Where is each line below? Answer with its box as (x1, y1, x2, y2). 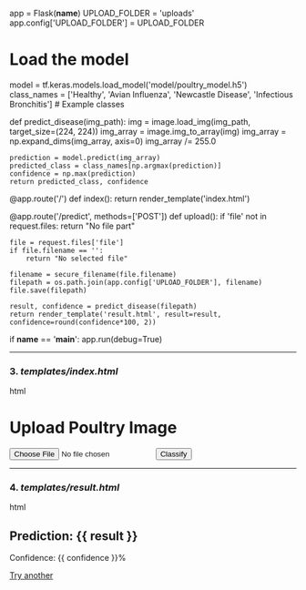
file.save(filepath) (9, 286, 88, 295)
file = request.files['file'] (9, 238, 125, 247)
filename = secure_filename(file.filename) (9, 270, 178, 279)
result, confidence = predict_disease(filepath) (9, 301, 198, 310)
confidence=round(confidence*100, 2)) (9, 318, 157, 327)
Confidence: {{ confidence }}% (9, 553, 127, 564)
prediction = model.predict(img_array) (9, 153, 161, 162)
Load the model (9, 49, 129, 70)
